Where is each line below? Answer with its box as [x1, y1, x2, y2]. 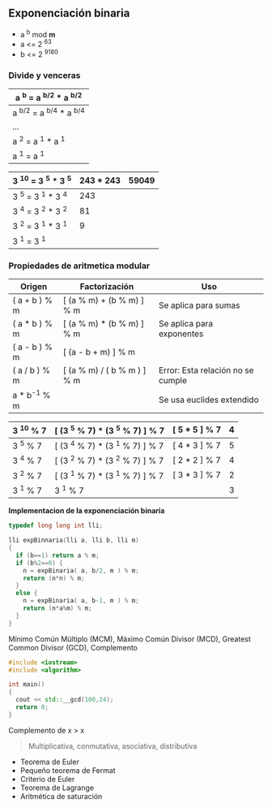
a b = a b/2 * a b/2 [15, 91, 83, 104]
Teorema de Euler [19, 757, 79, 767]
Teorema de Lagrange [19, 783, 95, 793]
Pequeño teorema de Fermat [19, 765, 116, 775]
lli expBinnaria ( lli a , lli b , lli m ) [8, 536, 139, 545]
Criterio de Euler [19, 774, 75, 784]
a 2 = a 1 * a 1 [12, 134, 66, 147]
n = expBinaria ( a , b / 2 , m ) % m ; [23, 566, 139, 575]
